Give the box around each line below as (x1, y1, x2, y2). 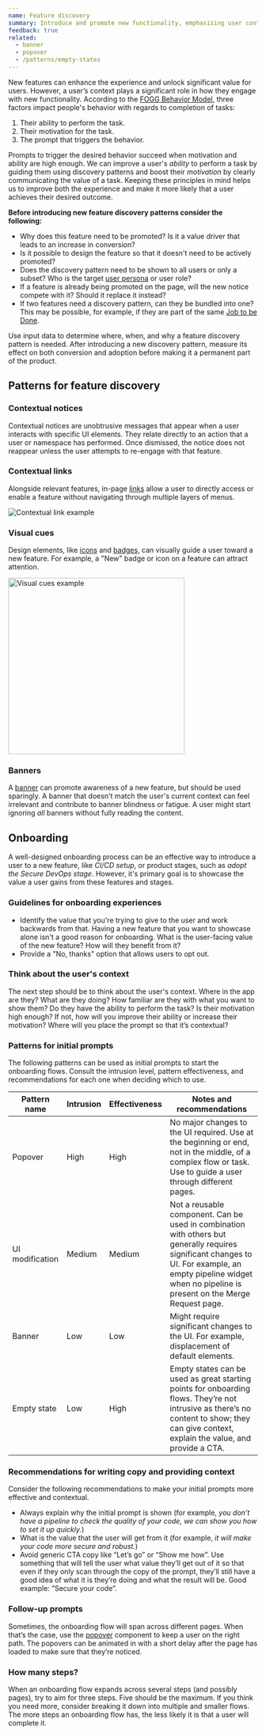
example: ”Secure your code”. (19, 1584, 117, 1593)
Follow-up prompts (8, 1604, 83, 1615)
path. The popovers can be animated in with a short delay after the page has (8, 1638, 258, 1648)
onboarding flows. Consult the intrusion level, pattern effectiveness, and (8, 1067, 244, 1076)
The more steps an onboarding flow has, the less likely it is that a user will (8, 1710, 249, 1719)
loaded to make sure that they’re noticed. (8, 1646, 142, 1656)
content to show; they (169, 1413, 251, 1424)
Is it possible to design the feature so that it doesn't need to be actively (19, 248, 252, 257)
